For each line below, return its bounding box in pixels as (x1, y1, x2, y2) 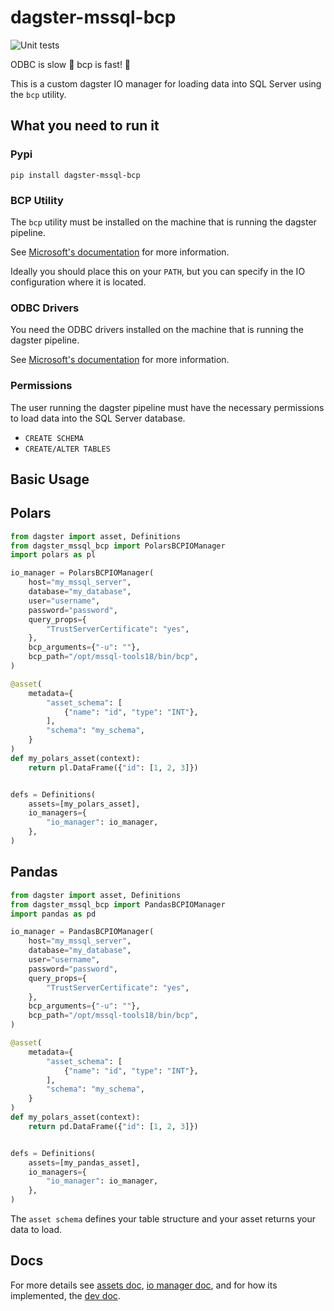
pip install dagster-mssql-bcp (10, 170, 141, 180)
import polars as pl (10, 550, 97, 560)
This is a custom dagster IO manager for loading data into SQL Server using (10, 77, 322, 90)
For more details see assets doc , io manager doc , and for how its (10, 1279, 278, 1291)
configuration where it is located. (10, 276, 147, 288)
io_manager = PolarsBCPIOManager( (10, 568, 155, 578)
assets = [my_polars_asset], (28, 799, 141, 809)
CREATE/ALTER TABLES (24, 444, 111, 454)
